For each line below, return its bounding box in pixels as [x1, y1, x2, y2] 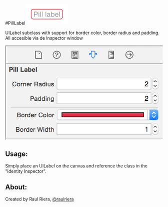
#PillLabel [5, 20, 25, 26]
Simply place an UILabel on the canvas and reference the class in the [5, 163, 147, 169]
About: [5, 182, 27, 191]
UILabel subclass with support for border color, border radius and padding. [5, 30, 160, 36]
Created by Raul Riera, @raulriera [5, 196, 74, 202]
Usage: [5, 149, 28, 158]
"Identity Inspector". [5, 168, 46, 174]
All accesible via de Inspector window [5, 35, 83, 41]
